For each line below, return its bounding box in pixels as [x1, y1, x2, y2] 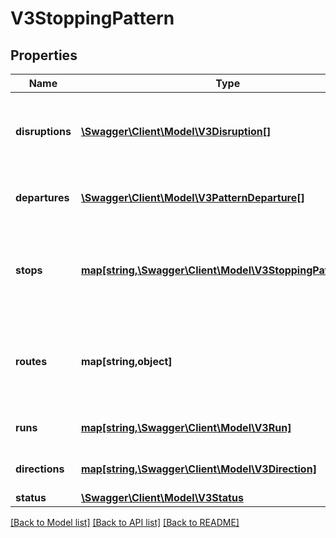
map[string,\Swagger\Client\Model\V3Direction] [80, 462, 317, 476]
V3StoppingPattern [10, 7, 175, 30]
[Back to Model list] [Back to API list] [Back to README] [10, 517, 240, 528]
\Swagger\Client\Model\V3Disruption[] [80, 125, 272, 138]
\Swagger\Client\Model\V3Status [80, 491, 244, 504]
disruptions [15, 125, 72, 138]
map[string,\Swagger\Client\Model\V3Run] [80, 421, 292, 434]
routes [15, 355, 48, 368]
